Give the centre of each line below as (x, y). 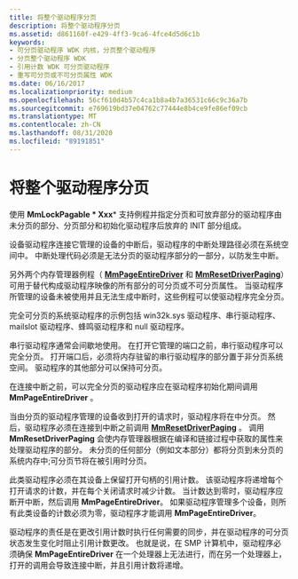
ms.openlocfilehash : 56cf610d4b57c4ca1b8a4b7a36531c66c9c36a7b (129, 100)
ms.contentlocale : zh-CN (55, 125)
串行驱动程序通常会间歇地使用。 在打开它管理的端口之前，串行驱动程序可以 (146, 345)
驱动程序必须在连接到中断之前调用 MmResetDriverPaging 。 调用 (144, 427)
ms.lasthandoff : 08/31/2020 (61, 133)
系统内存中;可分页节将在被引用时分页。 (81, 460)
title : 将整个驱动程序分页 (53, 17)
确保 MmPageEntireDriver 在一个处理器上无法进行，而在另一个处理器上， (151, 554)
